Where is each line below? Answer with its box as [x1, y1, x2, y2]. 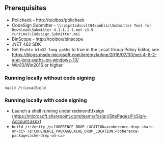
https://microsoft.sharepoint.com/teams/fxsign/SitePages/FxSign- [13, 113, 147, 119]
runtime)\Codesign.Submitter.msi [11, 31, 81, 36]
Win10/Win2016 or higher [11, 62, 63, 68]
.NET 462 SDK [11, 41, 41, 47]
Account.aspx [11, 118, 40, 124]
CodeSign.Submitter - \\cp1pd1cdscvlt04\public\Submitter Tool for [11, 22, 152, 28]
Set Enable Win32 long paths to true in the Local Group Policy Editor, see [11, 46, 159, 52]
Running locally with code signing [4, 97, 87, 104]
